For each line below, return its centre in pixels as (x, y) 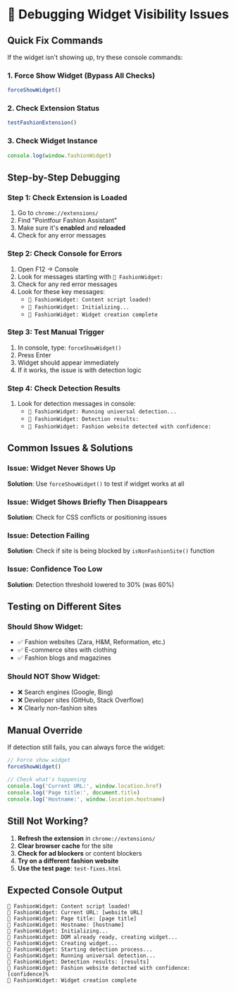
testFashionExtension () (42, 123)
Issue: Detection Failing (49, 535)
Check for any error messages (62, 235)
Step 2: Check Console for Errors (65, 254)
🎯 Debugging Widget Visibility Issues (118, 14)
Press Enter (34, 355)
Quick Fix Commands (55, 41)
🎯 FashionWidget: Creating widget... (63, 944)
